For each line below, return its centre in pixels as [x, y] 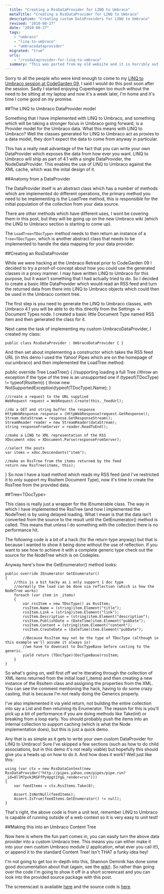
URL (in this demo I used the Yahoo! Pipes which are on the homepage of [79, 357]
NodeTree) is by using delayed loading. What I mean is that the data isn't [78, 514]
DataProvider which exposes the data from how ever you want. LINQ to [77, 154]
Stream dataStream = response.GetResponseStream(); [59, 418]
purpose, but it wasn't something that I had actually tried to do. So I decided [82, 279]
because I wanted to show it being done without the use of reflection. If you [81, 545]
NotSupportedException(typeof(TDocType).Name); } [58, 388]
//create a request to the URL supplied [47, 397]
